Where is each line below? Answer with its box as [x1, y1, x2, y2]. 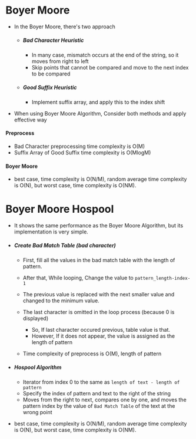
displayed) [22, 315, 49, 322]
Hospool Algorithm [14, 364, 62, 371]
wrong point [22, 409, 52, 416]
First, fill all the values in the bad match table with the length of [22, 257, 175, 264]
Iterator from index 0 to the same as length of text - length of [22, 378, 180, 386]
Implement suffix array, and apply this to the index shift [31, 98, 165, 105]
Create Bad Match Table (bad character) [14, 242, 116, 249]
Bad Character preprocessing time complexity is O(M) [14, 143, 145, 150]
